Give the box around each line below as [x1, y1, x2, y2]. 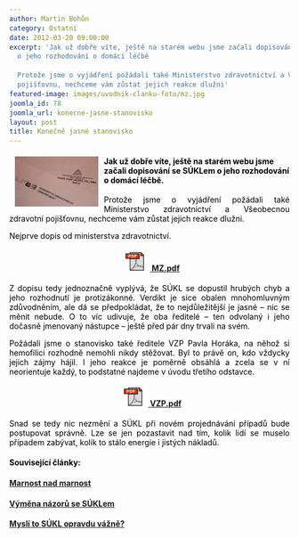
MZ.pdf [151, 263, 181, 273]
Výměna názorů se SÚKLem [9, 498, 116, 509]
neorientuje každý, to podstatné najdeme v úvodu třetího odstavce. [9, 366, 255, 377]
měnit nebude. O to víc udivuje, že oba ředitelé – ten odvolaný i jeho [9, 311, 290, 322]
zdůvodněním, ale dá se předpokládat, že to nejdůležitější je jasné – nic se [9, 301, 290, 312]
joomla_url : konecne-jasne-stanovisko [9, 108, 153, 118]
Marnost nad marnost [9, 477, 92, 488]
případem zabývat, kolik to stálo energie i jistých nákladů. [9, 436, 220, 447]
